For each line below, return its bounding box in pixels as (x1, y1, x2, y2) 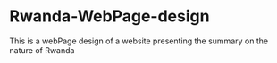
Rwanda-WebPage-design (9, 6, 210, 27)
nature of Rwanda (9, 44, 75, 55)
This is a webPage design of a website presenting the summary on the (9, 35, 269, 46)
